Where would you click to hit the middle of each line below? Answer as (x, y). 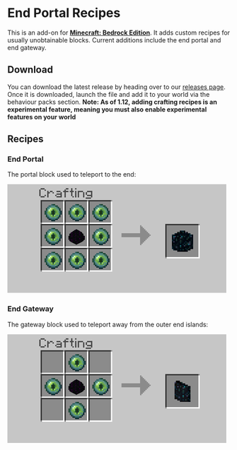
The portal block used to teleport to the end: (72, 174)
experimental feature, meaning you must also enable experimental (107, 109)
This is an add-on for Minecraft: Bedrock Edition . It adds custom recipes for (119, 32)
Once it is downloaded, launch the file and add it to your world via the (109, 94)
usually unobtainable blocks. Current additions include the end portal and (114, 40)
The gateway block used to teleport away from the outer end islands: (108, 324)
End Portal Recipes (64, 13)
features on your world (42, 117)
